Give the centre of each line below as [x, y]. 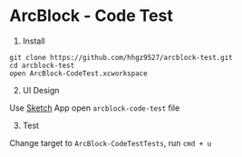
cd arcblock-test [42, 65]
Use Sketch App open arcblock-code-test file [95, 108]
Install [34, 41]
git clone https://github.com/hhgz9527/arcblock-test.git [121, 57]
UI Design [41, 90]
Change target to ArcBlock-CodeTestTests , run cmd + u [111, 142]
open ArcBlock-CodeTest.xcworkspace [78, 74]
